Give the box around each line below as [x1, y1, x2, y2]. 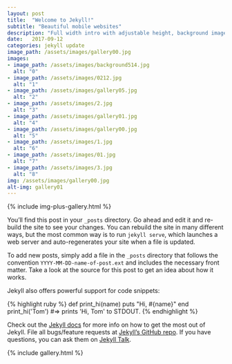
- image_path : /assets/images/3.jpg [7, 164, 113, 171]
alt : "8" [13, 171, 39, 178]
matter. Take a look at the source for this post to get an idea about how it [7, 266, 214, 274]
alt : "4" [13, 119, 39, 126]
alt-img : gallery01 [7, 184, 64, 191]
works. [7, 274, 27, 282]
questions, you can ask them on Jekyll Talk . [7, 336, 132, 344]
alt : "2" [13, 94, 39, 101]
